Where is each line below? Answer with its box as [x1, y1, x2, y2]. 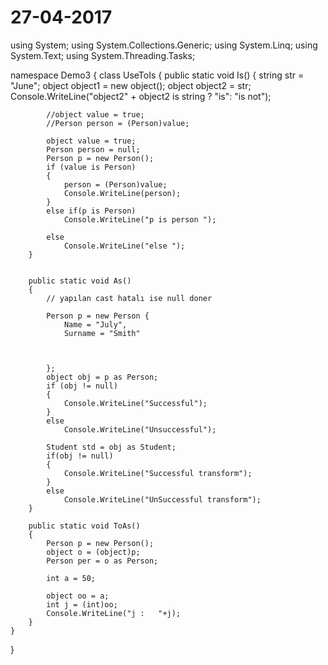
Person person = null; [46, 144, 141, 155]
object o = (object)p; [46, 547, 141, 557]
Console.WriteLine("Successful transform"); [63, 468, 253, 478]
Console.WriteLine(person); [63, 188, 182, 198]
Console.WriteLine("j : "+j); [46, 608, 182, 618]
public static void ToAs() [28, 521, 141, 531]
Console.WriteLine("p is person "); [63, 214, 217, 225]
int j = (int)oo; [46, 599, 118, 610]
